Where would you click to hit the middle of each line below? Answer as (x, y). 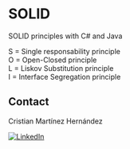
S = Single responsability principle (65, 51)
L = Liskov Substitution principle (61, 68)
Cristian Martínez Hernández (56, 121)
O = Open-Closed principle (53, 60)
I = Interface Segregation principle (65, 76)
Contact (29, 102)
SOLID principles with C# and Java (65, 36)
